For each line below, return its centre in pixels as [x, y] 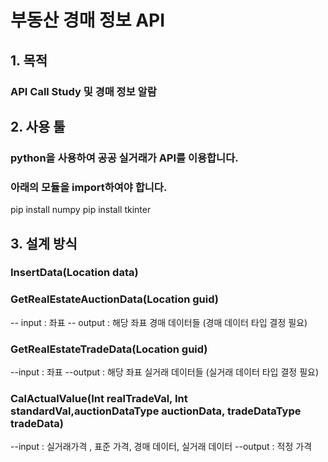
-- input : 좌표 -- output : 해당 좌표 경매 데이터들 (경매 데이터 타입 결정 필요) [159, 322]
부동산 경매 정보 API [88, 20]
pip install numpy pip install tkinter [81, 210]
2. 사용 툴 [38, 126]
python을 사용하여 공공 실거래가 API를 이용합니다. [124, 158]
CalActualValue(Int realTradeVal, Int [99, 398]
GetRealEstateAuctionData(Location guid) [114, 299]
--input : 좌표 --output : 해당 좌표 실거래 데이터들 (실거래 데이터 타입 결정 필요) [164, 372]
